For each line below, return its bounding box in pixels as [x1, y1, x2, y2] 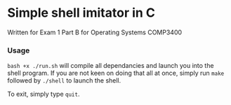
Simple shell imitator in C [7, 5, 156, 21]
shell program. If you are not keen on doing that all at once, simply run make [7, 69, 225, 78]
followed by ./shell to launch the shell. [7, 76, 121, 85]
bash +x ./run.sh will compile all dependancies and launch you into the [7, 62, 214, 70]
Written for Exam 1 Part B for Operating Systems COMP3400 [7, 28, 183, 36]
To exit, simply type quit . [7, 90, 80, 99]
